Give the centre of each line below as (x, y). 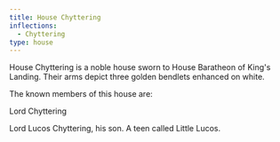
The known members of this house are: (81, 94)
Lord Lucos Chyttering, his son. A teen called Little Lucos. (115, 129)
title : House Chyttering (55, 17)
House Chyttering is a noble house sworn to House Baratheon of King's (140, 67)
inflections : (33, 26)
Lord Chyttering (38, 111)
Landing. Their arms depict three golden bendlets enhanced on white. (137, 77)
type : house (31, 42)
